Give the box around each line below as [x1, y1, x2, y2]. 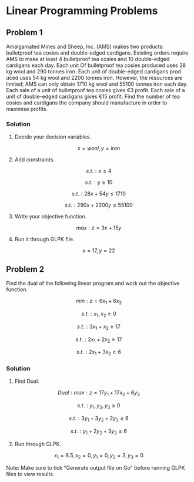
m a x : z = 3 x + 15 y [76, 224, 122, 231]
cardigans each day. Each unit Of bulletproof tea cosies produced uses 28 [6, 62, 186, 69]
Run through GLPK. [14, 440, 62, 447]
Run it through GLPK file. [14, 236, 75, 243]
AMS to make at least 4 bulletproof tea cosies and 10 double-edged [6, 56, 170, 62]
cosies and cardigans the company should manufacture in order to [6, 99, 168, 106]
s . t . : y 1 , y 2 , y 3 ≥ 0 [77, 402, 121, 410]
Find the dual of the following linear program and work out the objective [6, 280, 180, 287]
